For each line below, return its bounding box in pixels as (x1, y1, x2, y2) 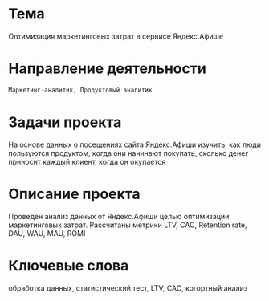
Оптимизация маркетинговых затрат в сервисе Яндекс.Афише (8, 31, 223, 41)
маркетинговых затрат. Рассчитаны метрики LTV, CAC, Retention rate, (8, 220, 247, 230)
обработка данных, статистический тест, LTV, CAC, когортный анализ (8, 283, 248, 293)
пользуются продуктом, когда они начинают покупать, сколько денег (8, 148, 249, 157)
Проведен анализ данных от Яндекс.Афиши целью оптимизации (8, 211, 230, 221)
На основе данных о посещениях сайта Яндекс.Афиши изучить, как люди (8, 140, 262, 149)
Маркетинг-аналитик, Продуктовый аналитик (8, 86, 153, 94)
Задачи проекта (8, 113, 122, 131)
